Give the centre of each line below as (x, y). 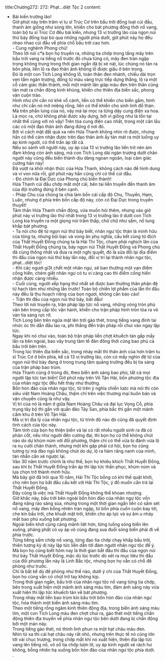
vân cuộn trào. (27, 95)
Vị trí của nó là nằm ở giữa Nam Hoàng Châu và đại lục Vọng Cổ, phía (82, 404)
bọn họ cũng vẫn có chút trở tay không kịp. (56, 577)
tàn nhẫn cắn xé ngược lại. (39, 456)
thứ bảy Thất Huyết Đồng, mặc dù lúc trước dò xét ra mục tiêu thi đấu (83, 556)
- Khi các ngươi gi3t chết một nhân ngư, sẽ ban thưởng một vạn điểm (82, 268)
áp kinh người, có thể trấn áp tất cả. (48, 142)
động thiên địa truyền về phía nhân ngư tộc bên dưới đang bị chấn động (85, 618)
